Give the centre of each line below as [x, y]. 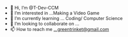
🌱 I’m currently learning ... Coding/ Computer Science [66, 18]
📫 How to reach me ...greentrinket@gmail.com [60, 29]
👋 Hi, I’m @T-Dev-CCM [34, 8]
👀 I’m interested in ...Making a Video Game [55, 13]
